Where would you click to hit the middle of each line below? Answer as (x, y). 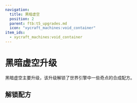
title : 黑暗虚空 (25, 14)
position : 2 (22, 19)
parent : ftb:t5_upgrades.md (38, 23)
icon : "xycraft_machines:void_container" (53, 28)
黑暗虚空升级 (31, 63)
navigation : (17, 10)
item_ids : (15, 33)
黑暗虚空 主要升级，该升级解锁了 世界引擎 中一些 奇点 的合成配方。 (70, 77)
